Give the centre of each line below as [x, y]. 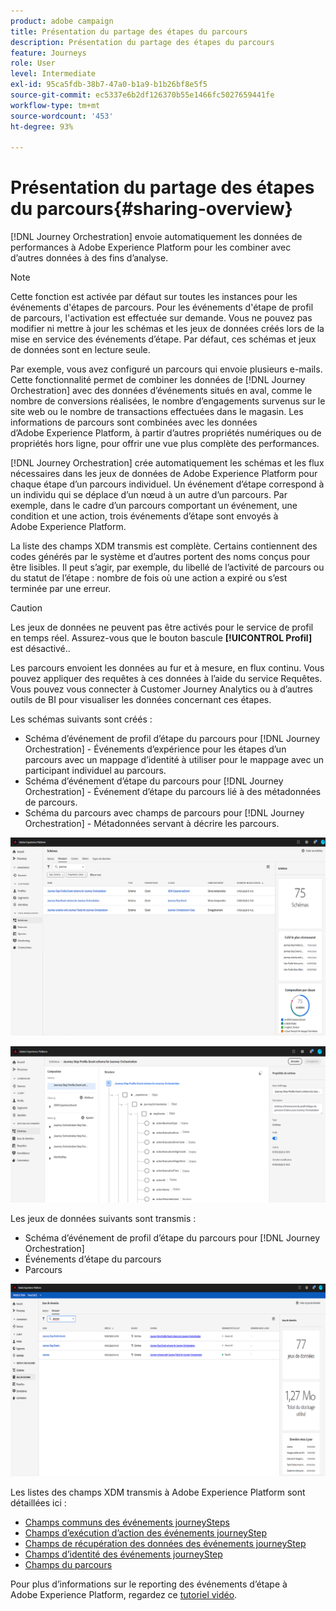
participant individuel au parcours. [95, 771]
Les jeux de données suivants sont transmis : [103, 1218]
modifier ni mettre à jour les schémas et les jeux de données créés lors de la [167, 329]
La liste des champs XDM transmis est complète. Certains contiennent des [164, 546]
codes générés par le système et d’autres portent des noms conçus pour [160, 557]
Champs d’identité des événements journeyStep [123, 1554]
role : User [33, 63]
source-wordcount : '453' [62, 116]
